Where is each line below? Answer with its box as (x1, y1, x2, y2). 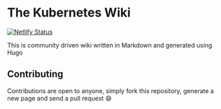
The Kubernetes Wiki (7, 5, 131, 21)
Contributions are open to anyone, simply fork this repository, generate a (7, 86, 214, 95)
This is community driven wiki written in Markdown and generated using (7, 41, 213, 49)
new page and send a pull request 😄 (7, 94, 112, 102)
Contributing (7, 68, 64, 80)
